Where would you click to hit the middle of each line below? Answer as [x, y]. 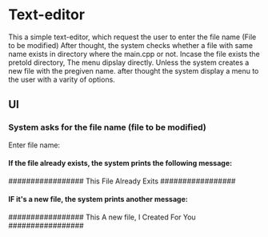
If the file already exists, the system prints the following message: [120, 163]
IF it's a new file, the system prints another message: [98, 199]
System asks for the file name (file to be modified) [107, 127]
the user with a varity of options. [62, 79]
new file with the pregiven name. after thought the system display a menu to [134, 70]
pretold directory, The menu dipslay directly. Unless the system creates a [129, 62]
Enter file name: [34, 145]
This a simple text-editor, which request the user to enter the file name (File [132, 37]
